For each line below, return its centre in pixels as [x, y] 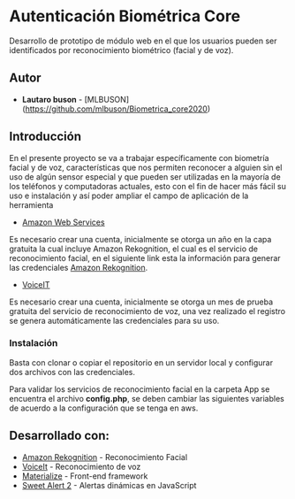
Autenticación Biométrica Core [125, 16]
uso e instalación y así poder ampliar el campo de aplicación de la [129, 196]
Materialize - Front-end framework [85, 476]
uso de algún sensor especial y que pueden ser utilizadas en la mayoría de [145, 177]
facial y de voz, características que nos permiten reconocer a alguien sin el [146, 167]
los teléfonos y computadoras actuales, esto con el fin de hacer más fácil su [148, 186]
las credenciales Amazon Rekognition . [79, 267]
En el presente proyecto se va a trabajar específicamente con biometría [139, 157]
